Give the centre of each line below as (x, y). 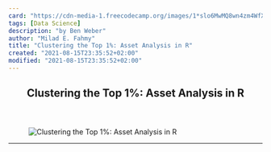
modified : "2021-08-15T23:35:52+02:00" (75, 61)
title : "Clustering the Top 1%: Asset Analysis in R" (101, 46)
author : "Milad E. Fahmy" (52, 38)
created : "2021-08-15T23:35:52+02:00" (73, 53)
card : (17, 16)
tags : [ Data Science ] (45, 23)
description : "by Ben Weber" (57, 31)
